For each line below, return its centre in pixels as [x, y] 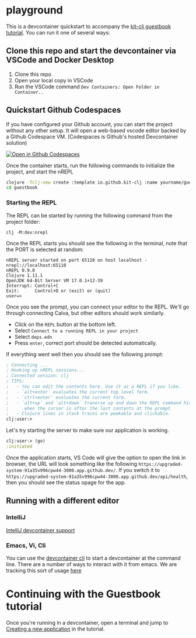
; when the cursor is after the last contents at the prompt [88, 408]
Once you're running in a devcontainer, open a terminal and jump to [87, 622]
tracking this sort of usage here [44, 570]
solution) [17, 143]
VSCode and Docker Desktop [60, 60]
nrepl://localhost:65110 [36, 265]
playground [34, 10]
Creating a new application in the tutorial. [55, 629]
